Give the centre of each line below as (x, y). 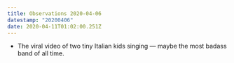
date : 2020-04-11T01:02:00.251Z (54, 26)
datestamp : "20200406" (40, 20)
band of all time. (41, 53)
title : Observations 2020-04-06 (54, 13)
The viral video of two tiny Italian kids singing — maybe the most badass (122, 46)
